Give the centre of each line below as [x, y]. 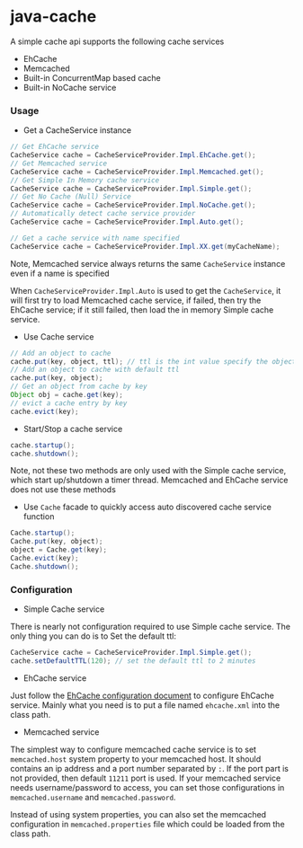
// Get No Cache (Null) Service [71, 197]
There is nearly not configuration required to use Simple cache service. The [151, 627]
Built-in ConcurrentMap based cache [92, 77]
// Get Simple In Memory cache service [85, 180]
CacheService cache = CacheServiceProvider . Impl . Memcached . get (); [137, 172]
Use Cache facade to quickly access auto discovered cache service [147, 507]
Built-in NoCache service [70, 87]
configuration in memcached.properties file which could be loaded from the [148, 824]
